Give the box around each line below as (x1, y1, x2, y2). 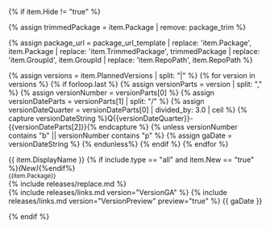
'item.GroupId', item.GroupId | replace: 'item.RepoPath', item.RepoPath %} (8, 56, 254, 64)
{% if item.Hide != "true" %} (8, 7, 101, 16)
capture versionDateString (8, 114, 96, 123)
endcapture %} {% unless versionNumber (98, 122, 238, 131)
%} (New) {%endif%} (8, 164, 76, 172)
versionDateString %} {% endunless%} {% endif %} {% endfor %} (8, 139, 229, 148)
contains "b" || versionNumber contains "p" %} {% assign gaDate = (8, 131, 233, 140)
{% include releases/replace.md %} (8, 179, 127, 189)
